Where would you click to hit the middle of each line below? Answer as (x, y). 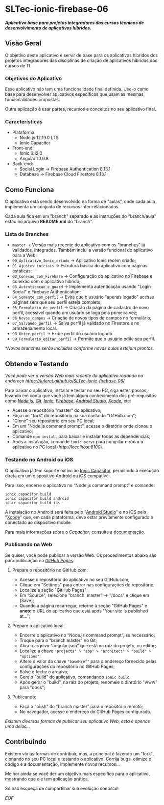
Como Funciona (30, 189)
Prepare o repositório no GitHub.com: (50, 570)
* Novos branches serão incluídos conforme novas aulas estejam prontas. (80, 348)
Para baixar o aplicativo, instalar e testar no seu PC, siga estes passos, (76, 390)
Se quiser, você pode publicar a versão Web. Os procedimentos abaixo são (81, 555)
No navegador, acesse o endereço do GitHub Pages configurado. (85, 712)
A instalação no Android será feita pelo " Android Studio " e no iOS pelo (76, 512)
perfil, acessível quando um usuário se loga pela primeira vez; (75, 313)
